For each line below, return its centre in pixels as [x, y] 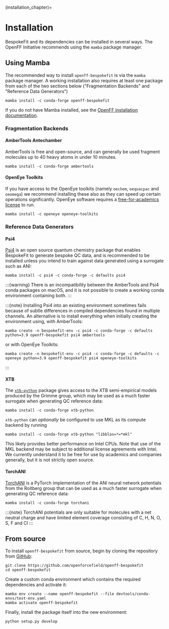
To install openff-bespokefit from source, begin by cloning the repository [81, 551]
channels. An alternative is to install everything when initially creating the [81, 316]
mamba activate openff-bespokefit [42, 603]
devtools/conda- [133, 594]
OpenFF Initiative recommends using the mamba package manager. [74, 47]
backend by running [26, 425]
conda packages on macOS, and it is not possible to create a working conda [85, 290]
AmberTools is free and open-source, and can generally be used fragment [83, 152]
